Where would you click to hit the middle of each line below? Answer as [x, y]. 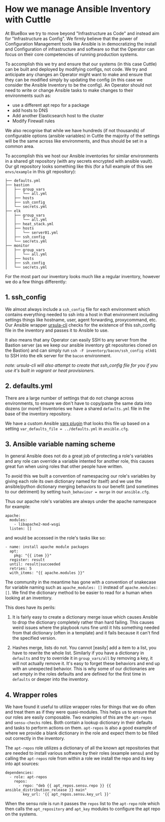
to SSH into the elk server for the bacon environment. [58, 355]
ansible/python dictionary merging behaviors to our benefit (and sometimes [82, 486]
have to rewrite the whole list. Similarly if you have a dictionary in [78, 653]
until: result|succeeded [35, 564]
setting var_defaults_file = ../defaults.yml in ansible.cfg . [67, 429]
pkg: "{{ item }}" [33, 556]
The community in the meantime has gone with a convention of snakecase [81, 582]
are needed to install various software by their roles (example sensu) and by [82, 753]
